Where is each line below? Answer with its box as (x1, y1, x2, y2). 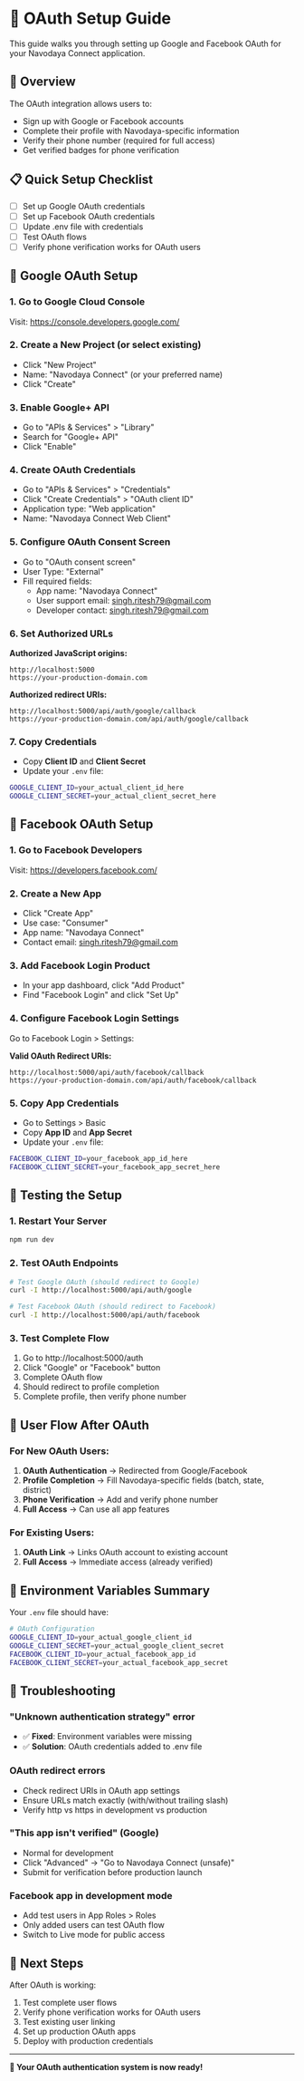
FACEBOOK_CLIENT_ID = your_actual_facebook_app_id (9, 1650, 196, 1659)
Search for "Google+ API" (22, 431, 119, 442)
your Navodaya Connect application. (9, 47, 146, 58)
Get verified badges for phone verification (22, 144, 179, 155)
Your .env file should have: (9, 1607, 109, 1618)
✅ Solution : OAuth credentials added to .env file (22, 1741, 203, 1752)
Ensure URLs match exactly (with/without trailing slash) (22, 1795, 229, 1805)
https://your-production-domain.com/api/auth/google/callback (9, 715, 249, 724)
